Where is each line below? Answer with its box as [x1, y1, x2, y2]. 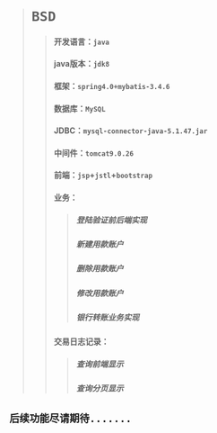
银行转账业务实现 [75, 312, 140, 323]
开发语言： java [53, 36, 110, 47]
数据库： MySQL [53, 103, 106, 113]
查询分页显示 [75, 383, 124, 394]
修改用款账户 [75, 287, 124, 298]
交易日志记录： [53, 337, 109, 347]
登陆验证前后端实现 [75, 214, 148, 225]
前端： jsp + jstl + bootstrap [53, 170, 153, 181]
